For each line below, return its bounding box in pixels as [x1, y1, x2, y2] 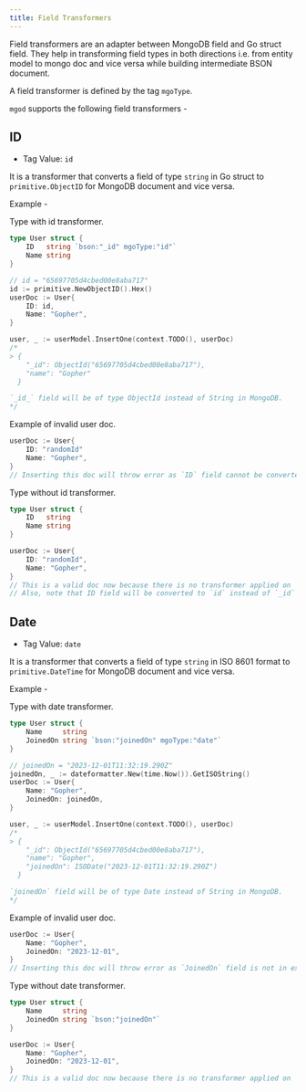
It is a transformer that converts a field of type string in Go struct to [9, 171, 264, 183]
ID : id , [25, 301, 55, 310]
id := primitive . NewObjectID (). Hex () [9, 284, 153, 293]
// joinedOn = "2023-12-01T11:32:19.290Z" [9, 761, 173, 770]
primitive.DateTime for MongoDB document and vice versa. [9, 666, 235, 677]
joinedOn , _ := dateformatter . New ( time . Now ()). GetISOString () [9, 769, 250, 779]
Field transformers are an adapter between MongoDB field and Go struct [9, 38, 282, 49]
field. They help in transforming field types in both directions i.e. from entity [9, 47, 293, 59]
